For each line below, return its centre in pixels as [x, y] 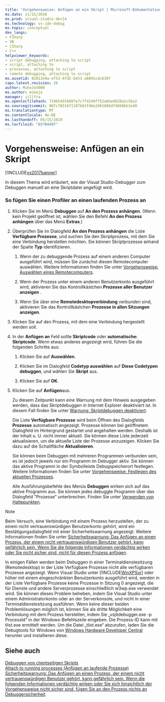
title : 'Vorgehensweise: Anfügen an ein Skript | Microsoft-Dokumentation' [84, 10]
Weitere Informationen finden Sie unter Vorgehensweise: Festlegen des [84, 471]
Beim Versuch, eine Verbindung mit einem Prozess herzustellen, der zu [77, 521]
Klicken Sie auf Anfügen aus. [41, 390]
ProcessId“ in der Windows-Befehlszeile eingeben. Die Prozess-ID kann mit [82, 620]
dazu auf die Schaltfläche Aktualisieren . [53, 446]
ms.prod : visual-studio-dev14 [36, 19]
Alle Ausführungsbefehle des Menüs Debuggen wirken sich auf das [81, 486]
